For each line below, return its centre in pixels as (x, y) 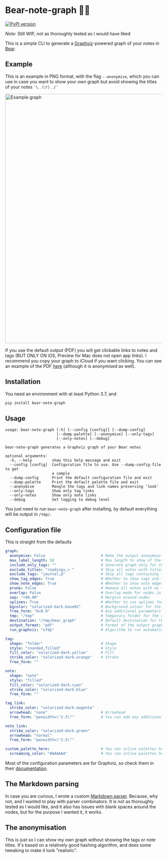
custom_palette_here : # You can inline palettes (81, 749)
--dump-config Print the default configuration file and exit (81, 478)
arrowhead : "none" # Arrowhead (68, 712)
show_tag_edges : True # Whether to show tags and (84, 579)
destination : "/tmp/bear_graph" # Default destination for (83, 621)
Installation (23, 382)
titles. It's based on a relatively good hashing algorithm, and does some (78, 845)
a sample (61, 474)
